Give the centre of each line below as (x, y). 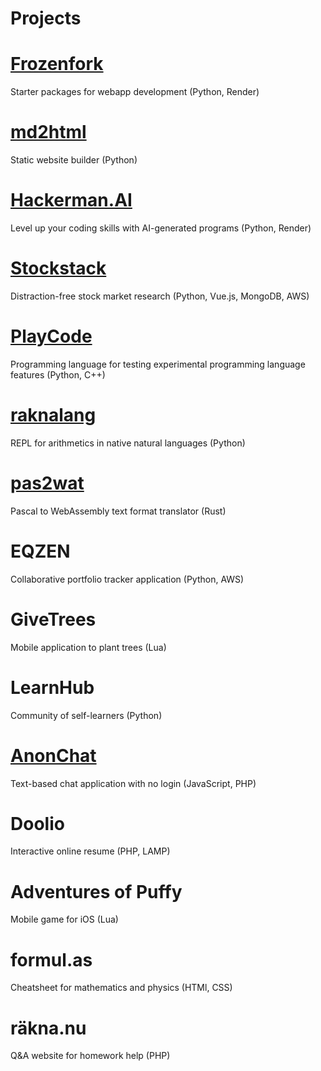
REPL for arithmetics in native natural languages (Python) (128, 443)
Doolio (37, 823)
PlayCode (51, 336)
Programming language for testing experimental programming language (158, 364)
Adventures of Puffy (96, 891)
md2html (48, 132)
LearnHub (52, 687)
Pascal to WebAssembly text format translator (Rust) (118, 511)
